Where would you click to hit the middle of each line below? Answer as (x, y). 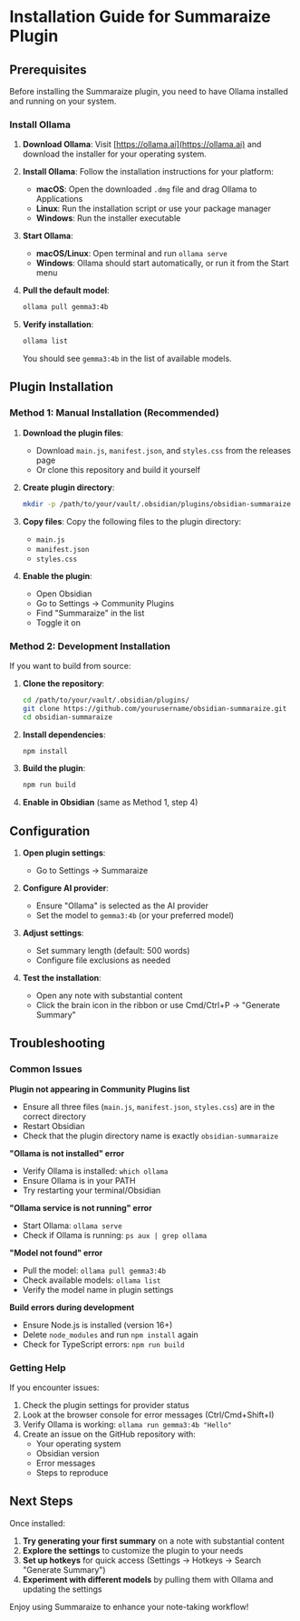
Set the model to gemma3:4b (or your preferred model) (135, 916)
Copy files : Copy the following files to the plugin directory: (132, 521)
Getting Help (38, 1367)
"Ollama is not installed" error (67, 1153)
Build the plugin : (54, 768)
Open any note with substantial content (109, 996)
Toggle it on (58, 622)
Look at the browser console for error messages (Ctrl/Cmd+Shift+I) (148, 1415)
